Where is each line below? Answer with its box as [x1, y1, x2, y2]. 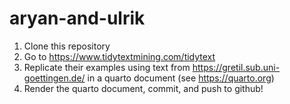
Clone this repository [23, 40, 111, 52]
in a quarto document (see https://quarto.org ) [87, 72, 275, 84]
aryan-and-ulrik [9, 7, 146, 30]
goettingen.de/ [23, 72, 86, 84]
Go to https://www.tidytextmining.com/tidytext [23, 50, 216, 62]
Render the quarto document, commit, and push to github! [23, 82, 264, 94]
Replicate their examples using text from [23, 61, 191, 73]
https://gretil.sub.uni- [192, 61, 281, 73]
